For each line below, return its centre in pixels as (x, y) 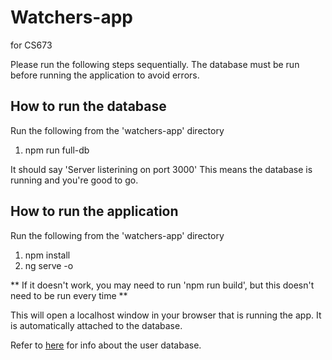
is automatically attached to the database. (96, 325)
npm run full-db (57, 150)
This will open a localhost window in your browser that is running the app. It (166, 315)
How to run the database (88, 106)
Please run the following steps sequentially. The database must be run (155, 64)
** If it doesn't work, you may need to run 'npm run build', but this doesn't (162, 285)
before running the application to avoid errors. (105, 75)
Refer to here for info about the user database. (106, 345)
